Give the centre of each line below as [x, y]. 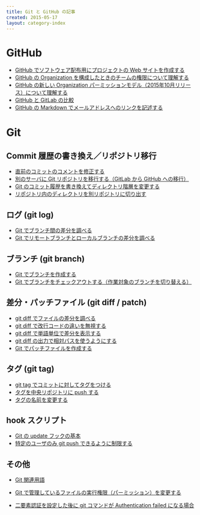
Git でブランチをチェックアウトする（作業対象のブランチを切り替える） [103, 282]
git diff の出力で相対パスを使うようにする [66, 341]
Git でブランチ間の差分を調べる [53, 230]
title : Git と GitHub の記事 [41, 12]
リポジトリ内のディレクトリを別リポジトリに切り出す [80, 194]
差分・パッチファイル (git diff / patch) [77, 303]
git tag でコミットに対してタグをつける [63, 385]
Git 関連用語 [30, 480]
